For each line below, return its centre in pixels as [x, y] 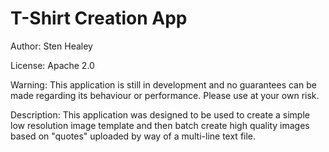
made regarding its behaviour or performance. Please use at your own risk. [165, 95]
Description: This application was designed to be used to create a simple [160, 114]
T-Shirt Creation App [99, 18]
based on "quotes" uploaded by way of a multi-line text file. [133, 136]
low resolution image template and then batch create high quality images [160, 125]
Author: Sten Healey [51, 46]
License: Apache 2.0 [52, 65]
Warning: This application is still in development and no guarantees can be [163, 84]
